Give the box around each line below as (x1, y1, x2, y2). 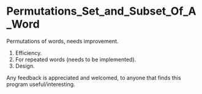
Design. (15, 62, 35, 70)
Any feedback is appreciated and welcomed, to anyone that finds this (6, 74, 182, 81)
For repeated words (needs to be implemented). (15, 56, 137, 63)
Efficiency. (15, 49, 42, 56)
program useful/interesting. (6, 81, 75, 88)
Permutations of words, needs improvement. (6, 37, 119, 45)
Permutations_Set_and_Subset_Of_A (6, 4, 196, 18)
